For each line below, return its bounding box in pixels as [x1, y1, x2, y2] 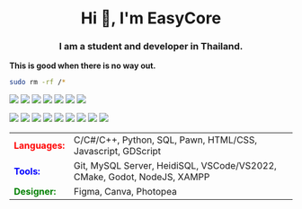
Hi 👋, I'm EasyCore [80, 8, 222, 29]
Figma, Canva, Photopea [73, 186, 177, 198]
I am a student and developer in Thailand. [58, 40, 244, 53]
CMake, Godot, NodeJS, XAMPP [73, 170, 210, 183]
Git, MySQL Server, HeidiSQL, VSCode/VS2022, [73, 160, 277, 172]
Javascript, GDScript [73, 145, 162, 158]
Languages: [13, 139, 66, 152]
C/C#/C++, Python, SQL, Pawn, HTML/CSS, [73, 134, 258, 146]
